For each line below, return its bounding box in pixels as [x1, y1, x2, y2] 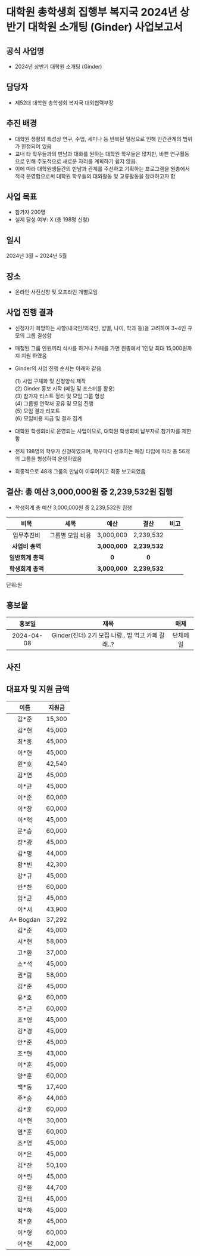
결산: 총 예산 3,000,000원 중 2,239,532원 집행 [6, 487, 173, 497]
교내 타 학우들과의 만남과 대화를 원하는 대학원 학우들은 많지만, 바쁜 [14, 150, 169, 157]
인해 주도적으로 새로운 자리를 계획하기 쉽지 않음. [26, 158, 137, 165]
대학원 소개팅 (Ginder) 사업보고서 [27, 20, 183, 34]
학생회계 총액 [9, 565, 44, 573]
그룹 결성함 [26, 332, 52, 339]
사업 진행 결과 [6, 307, 54, 318]
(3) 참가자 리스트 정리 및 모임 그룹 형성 [14, 392, 105, 399]
